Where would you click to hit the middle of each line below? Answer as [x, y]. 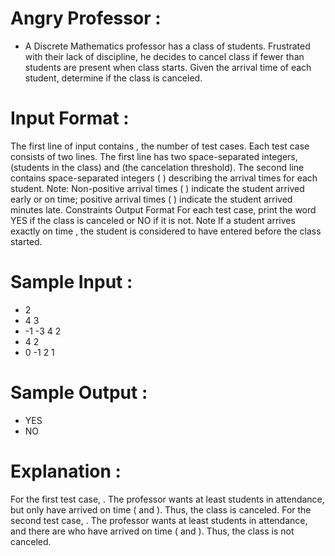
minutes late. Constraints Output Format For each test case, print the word [163, 209]
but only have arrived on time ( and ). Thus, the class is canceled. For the [161, 509]
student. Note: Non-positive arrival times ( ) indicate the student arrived [157, 188]
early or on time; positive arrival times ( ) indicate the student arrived [151, 199]
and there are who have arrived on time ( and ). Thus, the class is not [152, 531]
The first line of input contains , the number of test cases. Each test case [160, 146]
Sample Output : [79, 393]
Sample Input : [71, 282]
